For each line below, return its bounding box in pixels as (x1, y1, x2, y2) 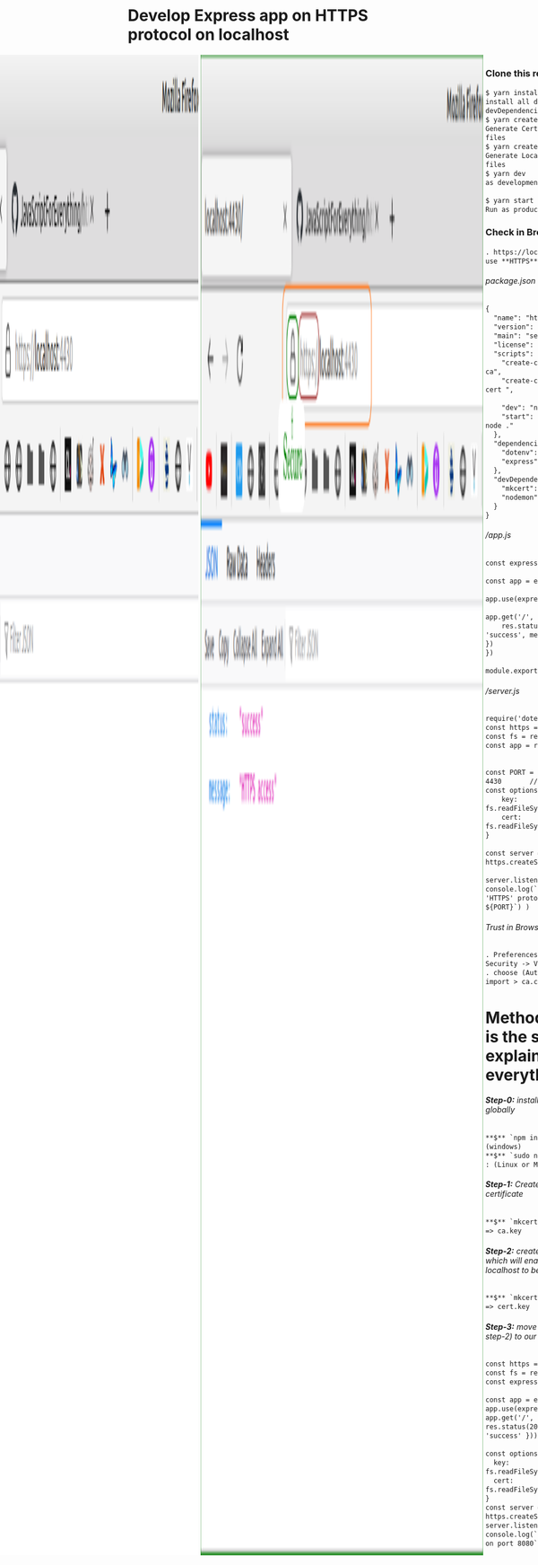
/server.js (485, 685, 520, 696)
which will (485, 1254, 523, 1266)
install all (485, 98, 531, 107)
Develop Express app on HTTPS (127, 5, 369, 26)
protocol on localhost (127, 24, 290, 45)
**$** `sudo (485, 1151, 531, 1160)
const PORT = (485, 769, 534, 778)
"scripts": (493, 349, 534, 358)
